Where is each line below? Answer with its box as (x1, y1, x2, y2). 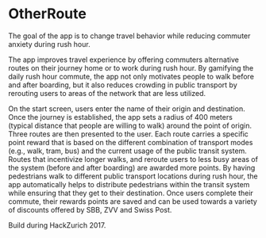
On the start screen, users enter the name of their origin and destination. (8, 104, 245, 113)
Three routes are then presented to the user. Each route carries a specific (8, 129, 249, 139)
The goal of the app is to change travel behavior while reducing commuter (8, 31, 251, 40)
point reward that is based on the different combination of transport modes (8, 137, 253, 147)
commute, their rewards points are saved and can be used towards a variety (8, 196, 258, 206)
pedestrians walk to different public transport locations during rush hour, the (8, 171, 258, 181)
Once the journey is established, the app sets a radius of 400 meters (8, 112, 233, 121)
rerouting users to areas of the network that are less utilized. (8, 88, 206, 98)
